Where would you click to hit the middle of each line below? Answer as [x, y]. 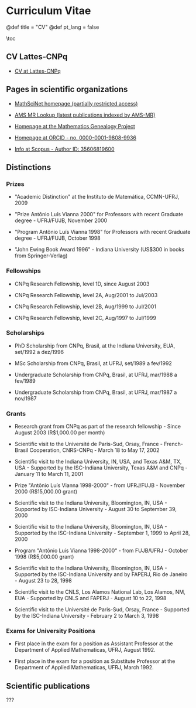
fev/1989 [25, 381]
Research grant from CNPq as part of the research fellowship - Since [98, 427]
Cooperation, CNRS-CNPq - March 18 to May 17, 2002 [94, 450]
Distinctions [29, 167]
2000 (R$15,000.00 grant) [46, 492]
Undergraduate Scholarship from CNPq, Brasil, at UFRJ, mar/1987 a [96, 392]
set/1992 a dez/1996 [39, 352]
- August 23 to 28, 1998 [43, 581]
